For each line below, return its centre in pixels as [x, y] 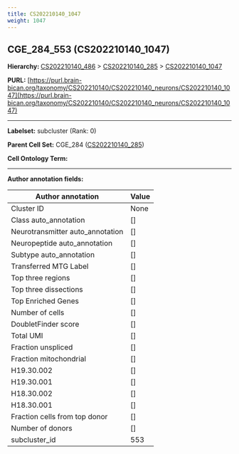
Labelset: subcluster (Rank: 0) [52, 131]
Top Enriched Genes [45, 301]
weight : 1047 [27, 21]
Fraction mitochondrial [49, 359]
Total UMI [27, 336]
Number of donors [42, 428]
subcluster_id [33, 440]
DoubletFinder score [45, 324]
